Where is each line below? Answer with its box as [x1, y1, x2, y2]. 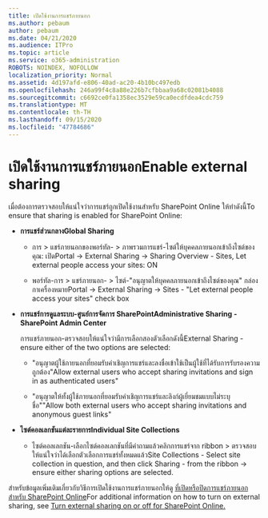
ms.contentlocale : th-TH [8, 109, 91, 117]
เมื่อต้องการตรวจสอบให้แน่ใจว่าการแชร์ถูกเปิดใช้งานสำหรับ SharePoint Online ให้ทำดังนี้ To [8, 201, 255, 211]
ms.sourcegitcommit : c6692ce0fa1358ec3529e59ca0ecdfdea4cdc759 [8, 94, 224, 102]
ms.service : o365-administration [8, 57, 120, 65]
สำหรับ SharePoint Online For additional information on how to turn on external [8, 492, 260, 501]
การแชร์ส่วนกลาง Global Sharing [19, 225, 114, 236]
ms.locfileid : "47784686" [8, 123, 94, 131]
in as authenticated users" [31, 376, 118, 385]
